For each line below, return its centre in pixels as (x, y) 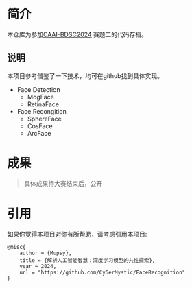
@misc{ (16, 247)
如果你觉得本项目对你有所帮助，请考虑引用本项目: (77, 234)
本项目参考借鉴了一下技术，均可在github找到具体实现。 (85, 75)
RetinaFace (43, 104)
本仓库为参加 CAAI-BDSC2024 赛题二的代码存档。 (77, 34)
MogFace (41, 97)
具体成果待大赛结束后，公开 (63, 183)
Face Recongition (41, 111)
